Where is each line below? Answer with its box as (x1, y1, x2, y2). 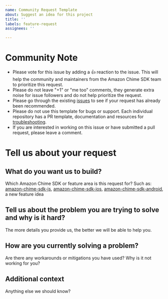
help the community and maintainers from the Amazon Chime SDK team (12, 76, 161, 82)
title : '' (5, 17, 26, 22)
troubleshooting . (12, 119, 47, 125)
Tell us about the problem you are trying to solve (5, 206, 159, 214)
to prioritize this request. (12, 81, 64, 88)
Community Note (5, 52, 78, 63)
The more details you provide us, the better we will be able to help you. (5, 227, 152, 233)
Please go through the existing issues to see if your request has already (12, 97, 160, 104)
